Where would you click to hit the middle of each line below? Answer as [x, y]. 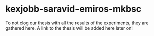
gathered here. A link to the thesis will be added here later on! [69, 28]
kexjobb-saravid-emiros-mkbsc [73, 9]
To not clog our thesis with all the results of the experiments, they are [77, 23]
